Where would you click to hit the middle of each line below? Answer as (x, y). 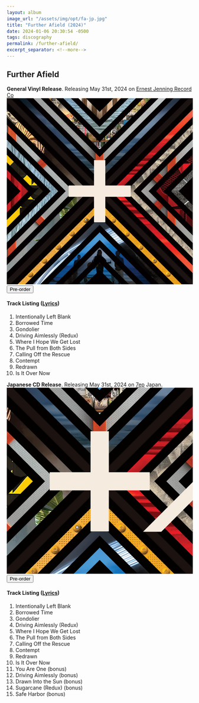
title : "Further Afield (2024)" (46, 25)
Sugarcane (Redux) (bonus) (49, 688)
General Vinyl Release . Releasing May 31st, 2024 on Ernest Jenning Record (99, 89)
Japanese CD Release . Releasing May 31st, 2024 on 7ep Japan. (85, 385)
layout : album (24, 12)
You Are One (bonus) (41, 669)
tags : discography (29, 38)
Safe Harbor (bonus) (40, 694)
